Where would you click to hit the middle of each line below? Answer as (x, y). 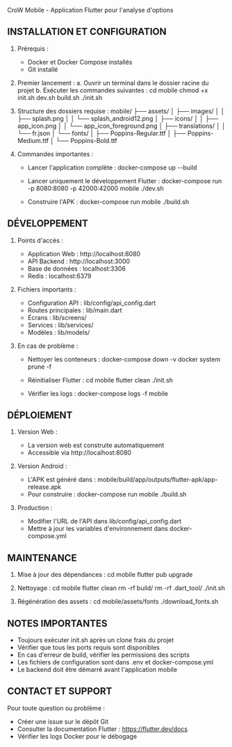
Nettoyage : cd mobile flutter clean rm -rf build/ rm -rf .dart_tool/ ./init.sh (121, 588)
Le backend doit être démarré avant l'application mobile (97, 670)
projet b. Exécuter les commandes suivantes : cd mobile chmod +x (113, 90)
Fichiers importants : (47, 289)
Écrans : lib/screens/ (57, 317)
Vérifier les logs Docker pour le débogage (77, 736)
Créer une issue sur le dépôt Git (63, 721)
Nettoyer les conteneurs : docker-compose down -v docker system (124, 359)
